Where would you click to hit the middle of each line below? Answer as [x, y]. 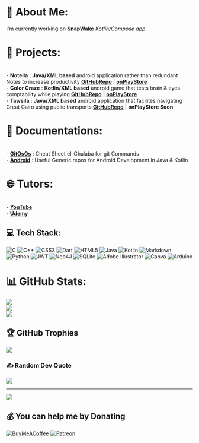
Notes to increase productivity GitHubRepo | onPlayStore [77, 81]
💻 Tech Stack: [33, 233]
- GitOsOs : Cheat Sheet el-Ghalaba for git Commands [73, 153]
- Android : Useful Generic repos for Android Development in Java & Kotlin [97, 160]
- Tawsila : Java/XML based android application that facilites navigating [94, 100]
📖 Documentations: [54, 131]
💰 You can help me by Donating [66, 416]
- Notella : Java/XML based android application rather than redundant [92, 75]
